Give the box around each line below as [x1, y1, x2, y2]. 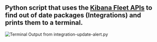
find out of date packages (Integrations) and [5, 11, 141, 20]
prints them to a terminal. [5, 19, 83, 27]
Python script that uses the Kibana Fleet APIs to [5, 4, 153, 12]
